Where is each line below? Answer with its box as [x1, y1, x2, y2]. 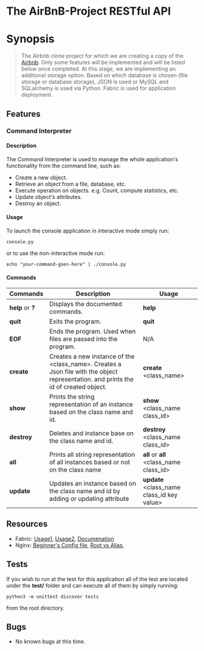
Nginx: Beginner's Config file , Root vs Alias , [15, 541, 124, 549]
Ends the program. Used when [49, 327, 136, 336]
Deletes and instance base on [49, 429, 134, 437]
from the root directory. [6, 604, 65, 611]
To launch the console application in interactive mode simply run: [6, 227, 169, 234]
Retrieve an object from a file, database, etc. [15, 180, 126, 187]
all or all [142, 450, 166, 459]
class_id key [142, 491, 178, 500]
